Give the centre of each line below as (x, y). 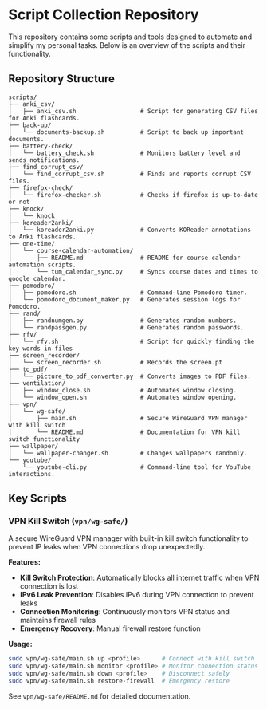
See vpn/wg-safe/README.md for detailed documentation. (100, 696)
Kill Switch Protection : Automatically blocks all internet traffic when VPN (139, 578)
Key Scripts (37, 499)
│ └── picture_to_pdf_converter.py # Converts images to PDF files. (130, 376)
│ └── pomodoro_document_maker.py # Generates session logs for (124, 299)
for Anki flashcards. (44, 118)
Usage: (21, 644)
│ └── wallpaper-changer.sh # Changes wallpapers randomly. (128, 453)
